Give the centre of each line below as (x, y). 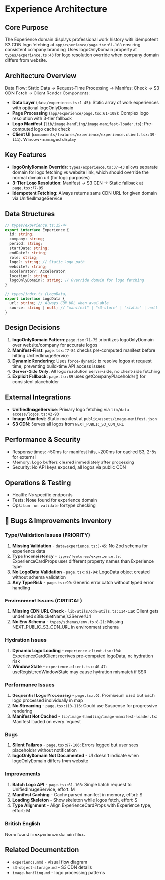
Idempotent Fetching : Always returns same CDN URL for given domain (84, 193)
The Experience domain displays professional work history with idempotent (82, 39)
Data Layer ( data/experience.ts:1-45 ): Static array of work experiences (85, 102)
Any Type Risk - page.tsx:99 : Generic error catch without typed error (83, 582)
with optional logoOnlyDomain (43, 108)
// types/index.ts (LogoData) (36, 294)
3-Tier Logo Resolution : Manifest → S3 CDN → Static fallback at (78, 183)
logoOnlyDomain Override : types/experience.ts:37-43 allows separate (85, 167)
